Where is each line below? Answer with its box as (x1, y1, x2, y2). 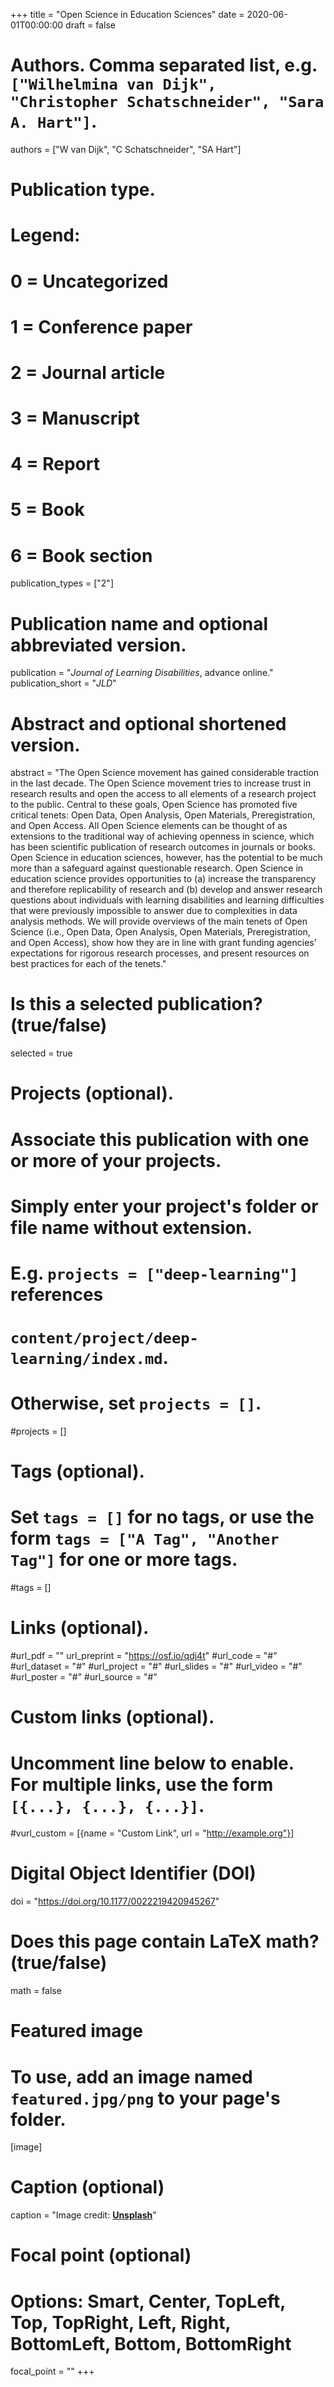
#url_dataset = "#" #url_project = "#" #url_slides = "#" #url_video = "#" (10, 1660, 303, 1673)
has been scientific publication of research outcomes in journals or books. (10, 841, 316, 853)
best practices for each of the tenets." (10, 958, 167, 970)
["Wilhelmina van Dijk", (10, 75, 217, 94)
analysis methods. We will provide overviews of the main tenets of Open (10, 915, 308, 928)
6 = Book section (10, 544, 153, 567)
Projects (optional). (10, 1082, 175, 1105)
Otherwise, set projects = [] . (10, 1392, 262, 1415)
